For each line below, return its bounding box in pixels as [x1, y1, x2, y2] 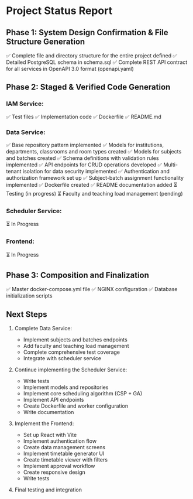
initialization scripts [6, 292, 53, 299]
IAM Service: [6, 100, 44, 108]
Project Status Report [6, 4, 113, 18]
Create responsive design [23, 469, 86, 476]
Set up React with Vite [23, 432, 77, 439]
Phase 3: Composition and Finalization [6, 270, 149, 280]
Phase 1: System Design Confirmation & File [6, 28, 168, 37]
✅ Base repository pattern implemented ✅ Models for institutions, [6, 141, 164, 148]
